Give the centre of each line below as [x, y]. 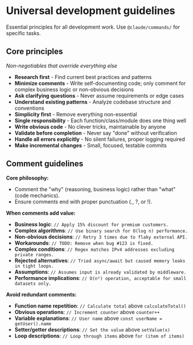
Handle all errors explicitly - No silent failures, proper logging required [100, 139]
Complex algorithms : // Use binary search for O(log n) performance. [101, 230]
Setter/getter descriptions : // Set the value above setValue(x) [92, 329]
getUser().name [33, 324]
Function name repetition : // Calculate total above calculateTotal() [100, 306]
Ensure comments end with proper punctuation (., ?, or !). [83, 201]
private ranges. [34, 255]
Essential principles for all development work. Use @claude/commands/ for [93, 27]
